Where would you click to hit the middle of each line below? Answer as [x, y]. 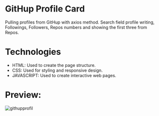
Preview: [23, 95]
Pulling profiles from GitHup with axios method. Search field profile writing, [80, 22]
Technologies [33, 52]
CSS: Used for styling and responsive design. [57, 70]
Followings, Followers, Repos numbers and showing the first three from [76, 27]
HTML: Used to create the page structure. [54, 65]
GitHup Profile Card [45, 9]
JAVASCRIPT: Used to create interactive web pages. [64, 75]
